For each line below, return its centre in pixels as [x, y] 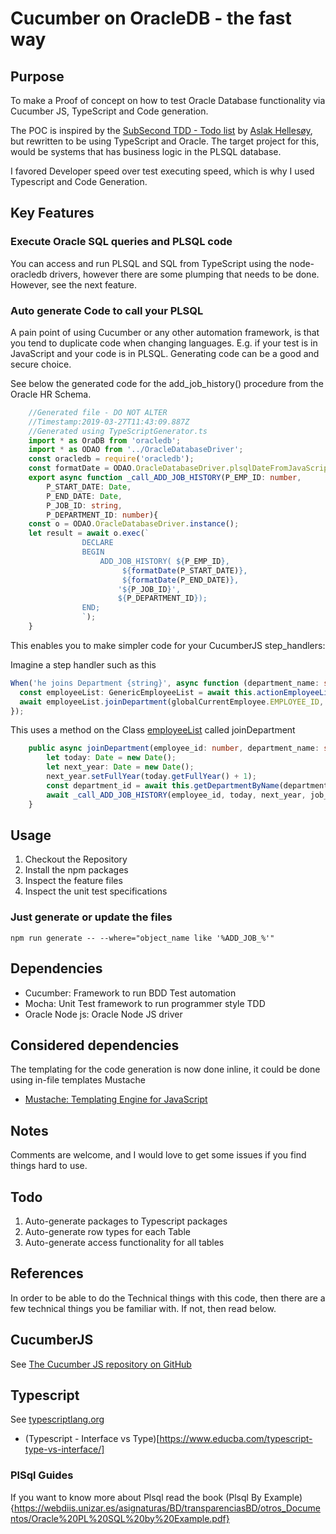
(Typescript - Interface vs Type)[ [92, 1439]
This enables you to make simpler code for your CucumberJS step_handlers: [168, 645]
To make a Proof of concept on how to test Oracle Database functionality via [168, 100]
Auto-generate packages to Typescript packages [126, 1221]
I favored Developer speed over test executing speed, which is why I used [162, 171]
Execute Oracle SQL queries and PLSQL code [121, 242]
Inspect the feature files [73, 881]
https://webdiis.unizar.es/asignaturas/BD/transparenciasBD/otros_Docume [167, 1508]
